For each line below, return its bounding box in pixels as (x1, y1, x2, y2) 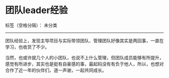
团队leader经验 (5, 5, 68, 16)
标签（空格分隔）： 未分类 (5, 22, 57, 28)
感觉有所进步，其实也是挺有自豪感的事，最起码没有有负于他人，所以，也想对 (5, 61, 164, 67)
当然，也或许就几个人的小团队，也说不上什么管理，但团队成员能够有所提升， (5, 54, 164, 60)
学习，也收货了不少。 (5, 44, 49, 50)
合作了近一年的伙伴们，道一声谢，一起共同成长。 (5, 67, 107, 73)
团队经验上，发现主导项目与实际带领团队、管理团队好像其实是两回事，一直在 (5, 37, 164, 43)
